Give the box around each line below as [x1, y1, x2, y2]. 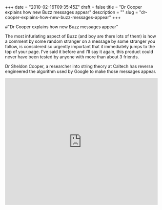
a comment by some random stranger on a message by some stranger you [5, 38, 155, 44]
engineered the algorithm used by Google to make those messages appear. [5, 69, 157, 74]
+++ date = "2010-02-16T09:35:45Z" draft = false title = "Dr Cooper [5, 4, 142, 10]
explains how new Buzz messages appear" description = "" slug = [5, 9, 138, 15]
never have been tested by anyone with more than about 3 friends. [5, 54, 139, 60]
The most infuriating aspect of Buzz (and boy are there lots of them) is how [5, 34, 156, 39]
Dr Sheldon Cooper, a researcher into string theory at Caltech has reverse [5, 63, 154, 69]
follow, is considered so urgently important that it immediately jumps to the [5, 44, 155, 49]
